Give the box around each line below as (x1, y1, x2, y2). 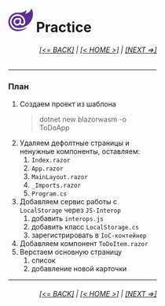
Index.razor (31, 156, 71, 164)
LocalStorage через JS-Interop (20, 205, 121, 215)
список (31, 256, 56, 265)
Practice (35, 19, 92, 36)
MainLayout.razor (31, 173, 88, 181)
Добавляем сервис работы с (20, 196, 118, 206)
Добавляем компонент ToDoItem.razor (20, 238, 148, 248)
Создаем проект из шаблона (20, 99, 117, 109)
